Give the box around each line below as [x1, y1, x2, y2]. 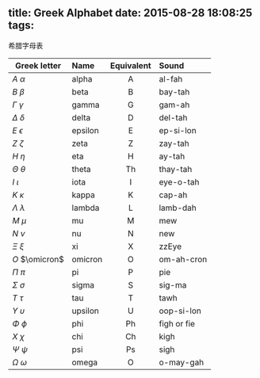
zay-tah [159, 138, 189, 149]
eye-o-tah [159, 176, 200, 187]
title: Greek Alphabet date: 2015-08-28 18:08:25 [8, 6, 253, 20]
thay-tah [159, 163, 193, 174]
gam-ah [159, 99, 190, 110]
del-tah [159, 112, 188, 123]
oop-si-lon [159, 305, 202, 316]
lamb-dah [159, 202, 197, 213]
